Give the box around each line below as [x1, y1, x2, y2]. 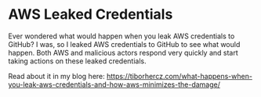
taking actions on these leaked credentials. [8, 56, 147, 66]
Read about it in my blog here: [8, 71, 106, 81]
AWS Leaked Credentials [8, 5, 173, 23]
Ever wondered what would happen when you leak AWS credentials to [8, 31, 235, 41]
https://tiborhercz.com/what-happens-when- [106, 71, 253, 81]
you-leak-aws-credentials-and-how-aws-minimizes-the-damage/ [8, 80, 221, 89]
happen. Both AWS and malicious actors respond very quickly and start [8, 48, 239, 57]
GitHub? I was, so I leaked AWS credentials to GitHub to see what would [8, 39, 241, 48]
